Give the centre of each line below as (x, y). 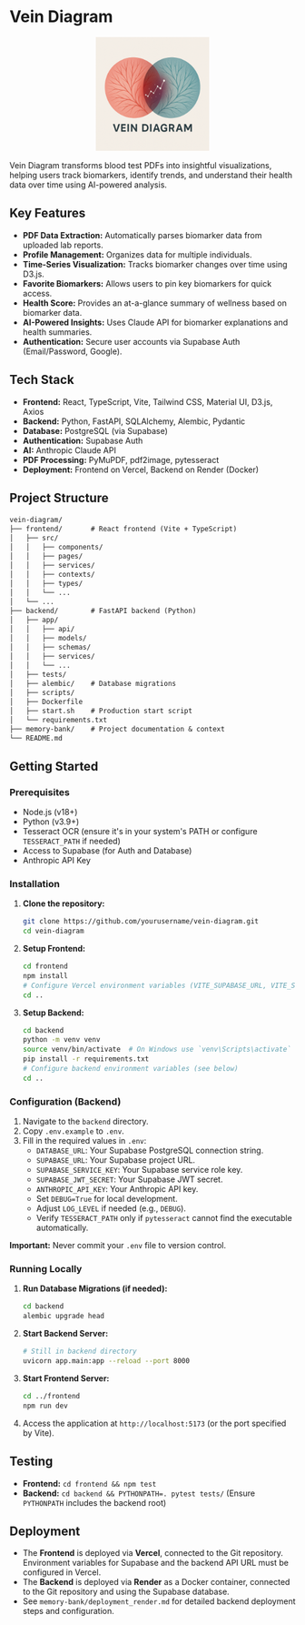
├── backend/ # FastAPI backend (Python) (103, 611)
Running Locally (46, 1269)
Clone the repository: (64, 903)
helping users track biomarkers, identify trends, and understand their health (151, 175)
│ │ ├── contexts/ (52, 575)
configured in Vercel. (62, 1572)
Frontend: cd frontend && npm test (89, 1483)
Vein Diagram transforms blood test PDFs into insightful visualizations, (141, 165)
